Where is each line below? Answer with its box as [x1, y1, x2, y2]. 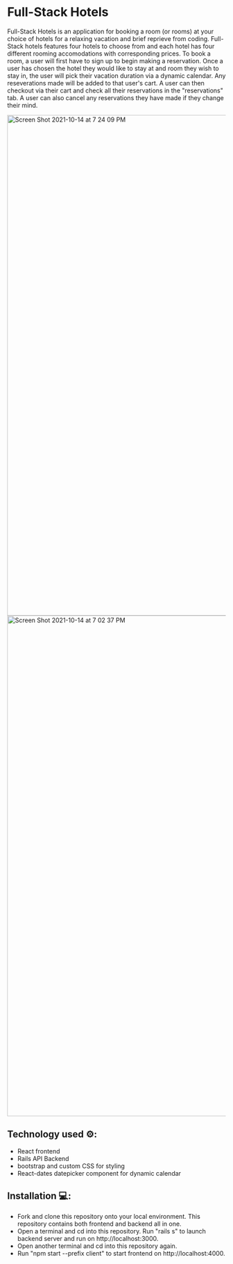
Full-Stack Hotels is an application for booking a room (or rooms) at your [7, 27, 214, 35]
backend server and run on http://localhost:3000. [17, 1234, 159, 1242]
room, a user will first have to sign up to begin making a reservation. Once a [7, 56, 223, 65]
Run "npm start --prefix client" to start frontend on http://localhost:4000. [17, 1249, 225, 1257]
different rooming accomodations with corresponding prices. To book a [7, 49, 212, 58]
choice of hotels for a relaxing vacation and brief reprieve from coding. [7, 34, 209, 42]
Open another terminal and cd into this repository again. [17, 1242, 178, 1250]
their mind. [7, 101, 38, 109]
